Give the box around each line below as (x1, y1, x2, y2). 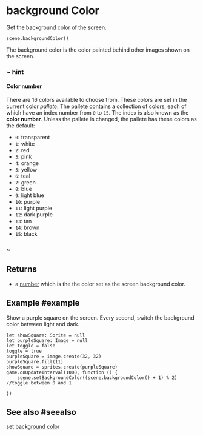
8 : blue (15, 186, 32, 193)
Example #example (6, 298, 80, 308)
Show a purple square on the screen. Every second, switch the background (6, 314, 195, 321)
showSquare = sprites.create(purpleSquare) (6, 364, 118, 370)
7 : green (15, 179, 36, 186)
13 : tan (15, 218, 32, 225)
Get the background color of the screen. (6, 24, 107, 31)
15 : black (15, 230, 38, 238)
